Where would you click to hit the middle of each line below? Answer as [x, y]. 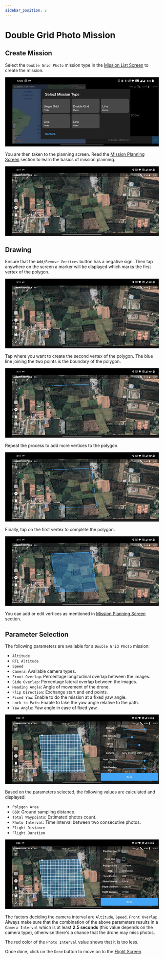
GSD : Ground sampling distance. [44, 811]
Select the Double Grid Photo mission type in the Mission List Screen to [77, 65]
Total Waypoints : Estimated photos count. [54, 817]
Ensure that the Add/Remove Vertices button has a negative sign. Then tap [79, 262]
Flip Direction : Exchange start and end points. [60, 692]
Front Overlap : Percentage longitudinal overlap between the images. [81, 677]
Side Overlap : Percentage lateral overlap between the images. [75, 682]
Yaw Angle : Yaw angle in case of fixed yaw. [55, 708]
